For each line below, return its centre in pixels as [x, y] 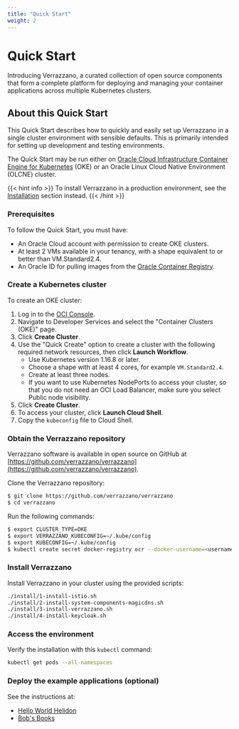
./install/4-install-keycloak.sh [57, 616]
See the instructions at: [41, 696]
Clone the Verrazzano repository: [56, 483]
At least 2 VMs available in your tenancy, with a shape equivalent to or [120, 251]
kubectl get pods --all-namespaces [60, 663]
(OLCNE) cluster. [32, 175]
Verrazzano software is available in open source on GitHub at [97, 454]
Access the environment [51, 634]
